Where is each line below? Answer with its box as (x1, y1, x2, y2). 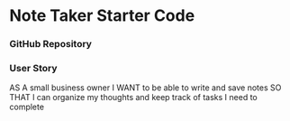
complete (9, 101, 45, 113)
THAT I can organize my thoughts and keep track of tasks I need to (9, 92, 258, 103)
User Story (9, 62, 58, 75)
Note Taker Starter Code (9, 5, 195, 26)
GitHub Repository (9, 38, 93, 51)
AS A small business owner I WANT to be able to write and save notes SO (9, 82, 282, 93)
